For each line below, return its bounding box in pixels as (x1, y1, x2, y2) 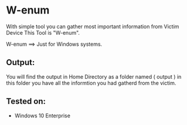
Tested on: (6, 96, 46, 106)
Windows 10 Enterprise (14, 112, 70, 119)
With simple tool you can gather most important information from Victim (6, 23, 179, 30)
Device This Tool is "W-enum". (6, 29, 80, 36)
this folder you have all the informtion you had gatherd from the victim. (6, 79, 176, 86)
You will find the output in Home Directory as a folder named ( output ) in (6, 73, 182, 80)
